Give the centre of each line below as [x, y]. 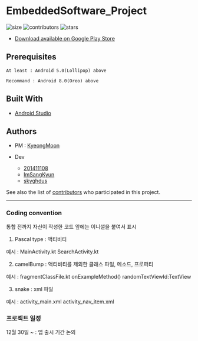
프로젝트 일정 [24, 318]
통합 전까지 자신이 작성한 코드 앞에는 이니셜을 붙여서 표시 [71, 226]
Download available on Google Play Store [65, 38]
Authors [22, 131]
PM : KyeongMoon [37, 146]
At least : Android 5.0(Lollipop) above [57, 71]
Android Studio [33, 113]
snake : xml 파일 [34, 289]
